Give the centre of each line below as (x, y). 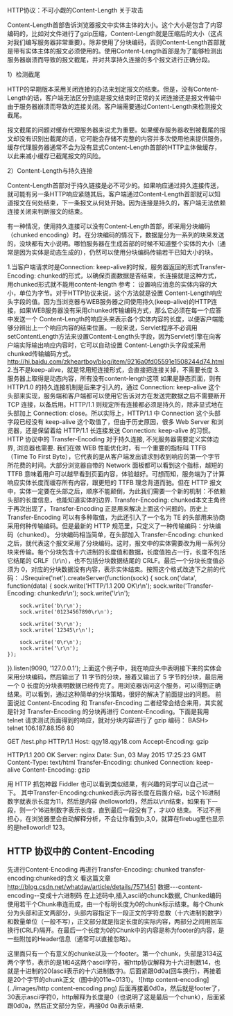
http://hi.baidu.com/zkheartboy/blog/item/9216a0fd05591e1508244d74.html (116, 362)
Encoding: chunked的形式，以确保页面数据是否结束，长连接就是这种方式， (114, 276)
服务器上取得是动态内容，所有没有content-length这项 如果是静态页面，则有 (114, 378)
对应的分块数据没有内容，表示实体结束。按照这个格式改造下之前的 (125, 569)
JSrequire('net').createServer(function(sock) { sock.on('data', (109, 578)
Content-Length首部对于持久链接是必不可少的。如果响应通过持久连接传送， (115, 185)
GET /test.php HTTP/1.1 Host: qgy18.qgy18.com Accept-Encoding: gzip (108, 742)
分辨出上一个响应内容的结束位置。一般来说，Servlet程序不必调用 (105, 328)
